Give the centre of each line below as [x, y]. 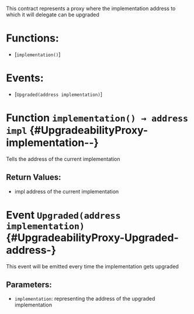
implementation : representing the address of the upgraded [85, 299]
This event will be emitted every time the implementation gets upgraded [93, 266]
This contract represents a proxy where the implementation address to [91, 8]
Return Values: [34, 177]
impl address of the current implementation [67, 191]
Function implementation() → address [97, 118]
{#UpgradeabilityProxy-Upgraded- [93, 238]
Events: [25, 78]
